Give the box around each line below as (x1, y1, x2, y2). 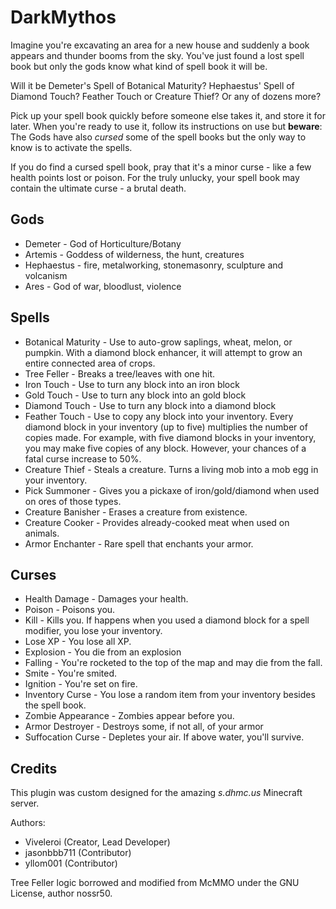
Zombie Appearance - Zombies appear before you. (24, 710, 235, 722)
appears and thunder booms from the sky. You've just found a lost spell (10, 49, 305, 61)
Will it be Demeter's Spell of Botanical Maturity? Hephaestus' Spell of (10, 79, 295, 91)
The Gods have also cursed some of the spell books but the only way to (10, 131, 307, 143)
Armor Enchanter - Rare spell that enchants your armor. (24, 537, 254, 550)
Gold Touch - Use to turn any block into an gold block (24, 389, 247, 401)
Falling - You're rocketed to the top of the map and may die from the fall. (24, 657, 323, 669)
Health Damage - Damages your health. (24, 593, 189, 605)
